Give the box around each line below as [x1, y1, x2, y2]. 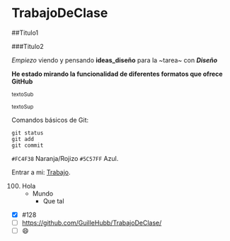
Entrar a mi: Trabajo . [11, 168, 71, 176]
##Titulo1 [11, 28, 39, 37]
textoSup [11, 103, 34, 111]
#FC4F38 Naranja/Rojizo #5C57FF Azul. [11, 154, 119, 162]
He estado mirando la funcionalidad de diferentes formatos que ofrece [11, 69, 223, 78]
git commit [11, 142, 44, 149]
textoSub [11, 91, 34, 98]
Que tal [42, 196, 64, 205]
